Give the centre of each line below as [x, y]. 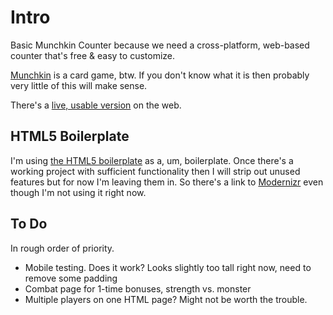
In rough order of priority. [62, 248]
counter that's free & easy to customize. [93, 55]
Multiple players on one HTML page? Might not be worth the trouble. [166, 299]
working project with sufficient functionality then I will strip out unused [155, 171]
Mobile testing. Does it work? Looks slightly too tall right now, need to [168, 267]
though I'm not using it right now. [78, 192]
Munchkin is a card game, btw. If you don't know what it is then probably [160, 75]
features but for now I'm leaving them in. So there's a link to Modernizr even [167, 182]
